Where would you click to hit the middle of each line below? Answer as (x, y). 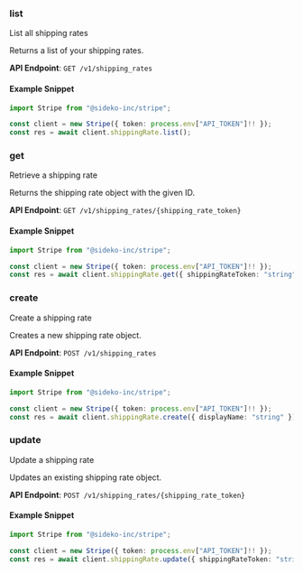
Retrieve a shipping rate (53, 175)
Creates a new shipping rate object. (75, 335)
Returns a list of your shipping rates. (77, 51)
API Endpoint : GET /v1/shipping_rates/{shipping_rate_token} (125, 210)
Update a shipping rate (52, 459)
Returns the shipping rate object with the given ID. (102, 193)
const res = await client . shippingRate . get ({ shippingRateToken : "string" (153, 275)
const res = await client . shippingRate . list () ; (101, 133)
